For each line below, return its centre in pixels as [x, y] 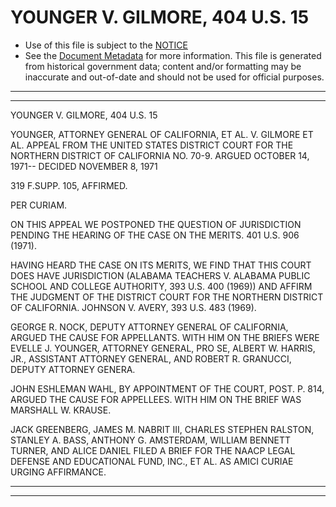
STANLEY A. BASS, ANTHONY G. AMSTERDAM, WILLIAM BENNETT [151, 440]
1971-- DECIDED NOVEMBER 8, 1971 [84, 166]
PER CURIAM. [39, 205]
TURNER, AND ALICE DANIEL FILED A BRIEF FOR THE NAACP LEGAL [153, 450]
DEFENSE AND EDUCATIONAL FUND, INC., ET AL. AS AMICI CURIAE [152, 461]
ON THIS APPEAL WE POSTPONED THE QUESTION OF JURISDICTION [156, 224]
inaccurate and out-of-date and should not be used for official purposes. [174, 77]
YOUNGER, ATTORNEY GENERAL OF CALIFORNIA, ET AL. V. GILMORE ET [162, 134]
